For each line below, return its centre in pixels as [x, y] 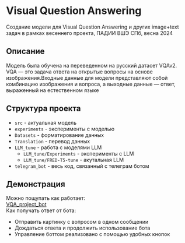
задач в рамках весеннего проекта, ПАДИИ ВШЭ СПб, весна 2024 [90, 33]
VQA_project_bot [26, 205]
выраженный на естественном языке [53, 90]
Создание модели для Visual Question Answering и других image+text [92, 27]
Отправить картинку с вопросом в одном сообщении [81, 222]
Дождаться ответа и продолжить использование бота [82, 228]
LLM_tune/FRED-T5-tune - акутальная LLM [74, 160]
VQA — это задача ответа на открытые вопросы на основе [79, 72]
